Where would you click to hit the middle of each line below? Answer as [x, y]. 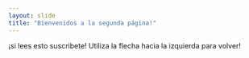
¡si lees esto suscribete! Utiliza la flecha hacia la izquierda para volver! [125, 45]
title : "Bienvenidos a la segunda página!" [83, 23]
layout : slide [32, 15]
